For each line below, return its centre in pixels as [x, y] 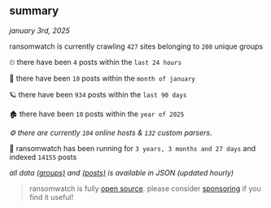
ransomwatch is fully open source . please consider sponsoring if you [145, 188]
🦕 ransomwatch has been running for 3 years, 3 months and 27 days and [133, 148]
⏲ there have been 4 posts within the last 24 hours [96, 62]
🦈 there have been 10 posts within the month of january [103, 78]
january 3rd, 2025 [39, 30]
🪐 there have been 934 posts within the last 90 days [98, 94]
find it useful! [51, 197]
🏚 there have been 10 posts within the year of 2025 [97, 114]
